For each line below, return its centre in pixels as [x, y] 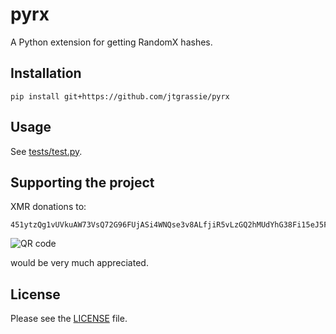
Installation [46, 73]
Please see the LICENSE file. [69, 319]
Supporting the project [82, 182]
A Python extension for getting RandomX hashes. [111, 42]
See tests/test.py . [46, 151]
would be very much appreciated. [79, 263]
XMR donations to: [48, 207]
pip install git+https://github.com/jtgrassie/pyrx [120, 96]
